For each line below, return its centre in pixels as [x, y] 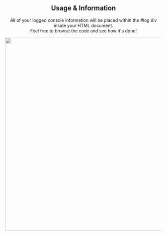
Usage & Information [83, 8]
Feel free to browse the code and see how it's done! [83, 31]
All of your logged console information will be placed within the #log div [83, 20]
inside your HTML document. [83, 25]
